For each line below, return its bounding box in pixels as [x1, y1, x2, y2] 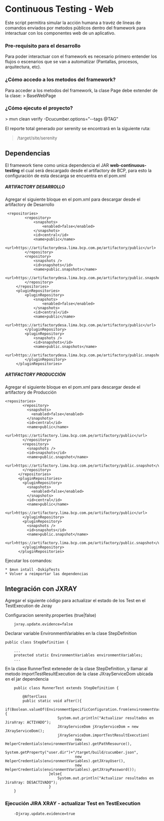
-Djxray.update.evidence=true [14, 811, 76, 816]
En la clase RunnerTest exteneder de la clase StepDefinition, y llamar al [5, 666, 148, 672]
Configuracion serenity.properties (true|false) [5, 612, 97, 618]
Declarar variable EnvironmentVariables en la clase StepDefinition [5, 631, 137, 636]
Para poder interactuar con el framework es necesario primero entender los [5, 53, 157, 59]
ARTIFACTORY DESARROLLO [5, 184, 65, 190]
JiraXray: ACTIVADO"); [5, 720, 51, 725]
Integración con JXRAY [5, 584, 77, 593]
